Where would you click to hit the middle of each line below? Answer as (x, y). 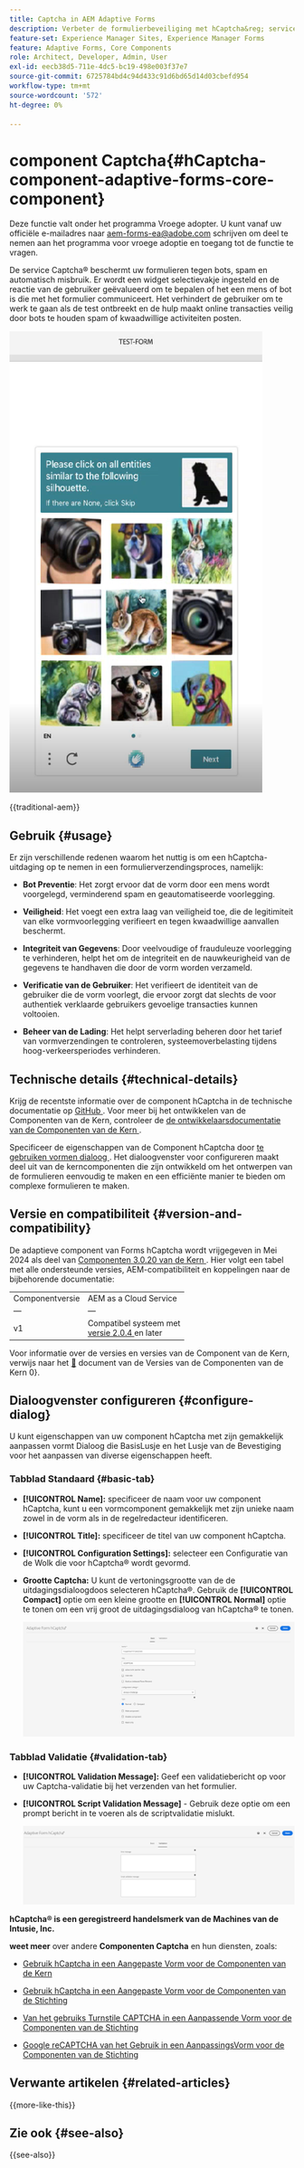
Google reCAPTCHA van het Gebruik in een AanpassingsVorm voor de (153, 2045)
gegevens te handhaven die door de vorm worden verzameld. (138, 968)
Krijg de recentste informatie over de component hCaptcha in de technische (151, 1101)
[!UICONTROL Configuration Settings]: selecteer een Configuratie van (155, 1553)
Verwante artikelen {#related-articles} (120, 2083)
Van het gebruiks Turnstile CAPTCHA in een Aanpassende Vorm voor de (157, 2018)
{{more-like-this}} (43, 2105)
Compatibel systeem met (134, 1323)
